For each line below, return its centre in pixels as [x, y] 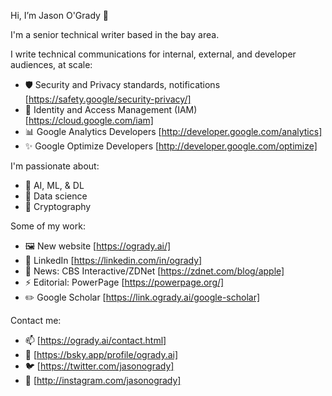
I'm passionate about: [55, 166]
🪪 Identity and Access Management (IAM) [111, 109]
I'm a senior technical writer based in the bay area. [115, 34]
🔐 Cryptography [58, 206]
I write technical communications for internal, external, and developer [153, 54]
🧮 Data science [56, 196]
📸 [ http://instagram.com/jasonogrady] [103, 380]
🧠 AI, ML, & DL [54, 185]
